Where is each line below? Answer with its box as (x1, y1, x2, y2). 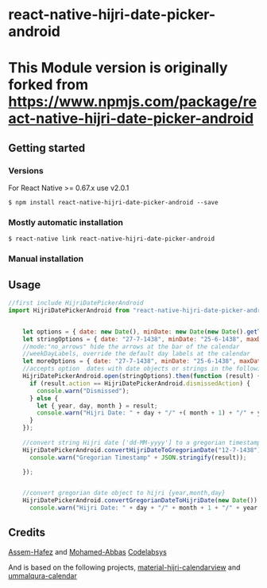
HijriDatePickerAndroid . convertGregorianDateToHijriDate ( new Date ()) (22, 496, 258, 504)
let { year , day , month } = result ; (37, 402, 158, 410)
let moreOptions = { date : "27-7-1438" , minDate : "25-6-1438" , (22, 357, 237, 365)
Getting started (8, 141, 86, 154)
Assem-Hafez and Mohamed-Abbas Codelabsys (8, 547, 167, 556)
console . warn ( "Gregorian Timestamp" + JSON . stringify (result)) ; (29, 454, 247, 461)
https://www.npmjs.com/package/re (8, 93, 257, 111)
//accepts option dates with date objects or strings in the (22, 364, 233, 373)
